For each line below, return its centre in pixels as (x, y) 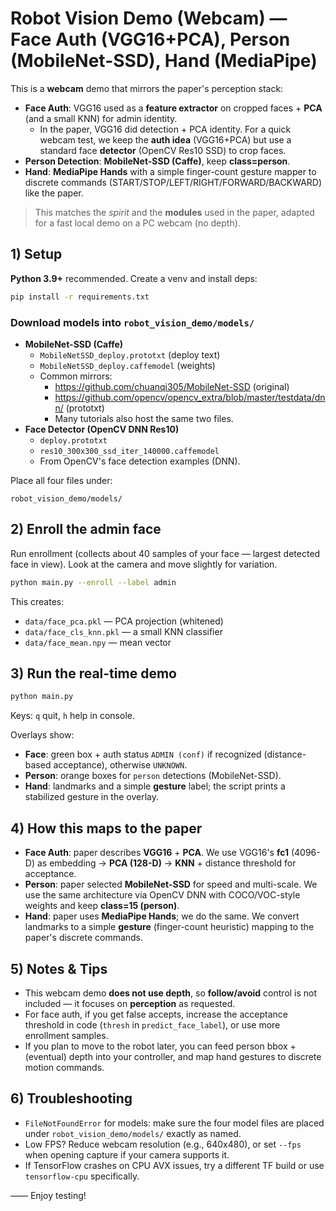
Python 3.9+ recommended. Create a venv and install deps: (134, 278)
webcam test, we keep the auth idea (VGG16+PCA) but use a (165, 139)
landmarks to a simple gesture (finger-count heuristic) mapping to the (169, 927)
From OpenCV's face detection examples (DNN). (140, 461)
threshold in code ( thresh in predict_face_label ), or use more (152, 1024)
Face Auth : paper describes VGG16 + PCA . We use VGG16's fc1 (156, 853)
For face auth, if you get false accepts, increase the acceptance (156, 1014)
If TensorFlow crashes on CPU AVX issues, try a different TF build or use (174, 1165)
